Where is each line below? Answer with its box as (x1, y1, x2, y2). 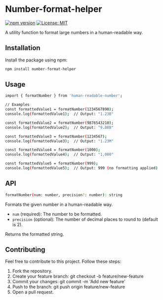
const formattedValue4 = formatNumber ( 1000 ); (5, 148, 100, 152)
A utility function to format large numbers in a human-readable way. (5, 29, 143, 35)
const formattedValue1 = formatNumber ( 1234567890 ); (5, 107, 114, 112)
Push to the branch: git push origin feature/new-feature (12, 284, 125, 290)
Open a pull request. (12, 289, 54, 295)
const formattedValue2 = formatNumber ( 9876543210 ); (5, 120, 114, 125)
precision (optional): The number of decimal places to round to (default (12, 216, 158, 222)
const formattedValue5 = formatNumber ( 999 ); (5, 161, 98, 166)
